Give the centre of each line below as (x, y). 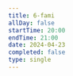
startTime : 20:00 (37, 30)
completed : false (37, 52)
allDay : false (32, 23)
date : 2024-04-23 (37, 45)
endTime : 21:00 (33, 38)
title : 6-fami (32, 15)
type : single (30, 60)
